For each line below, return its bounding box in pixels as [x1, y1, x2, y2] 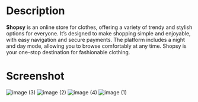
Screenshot [6, 70, 65, 83]
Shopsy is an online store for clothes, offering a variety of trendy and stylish [6, 24, 193, 31]
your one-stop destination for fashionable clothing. [6, 48, 130, 55]
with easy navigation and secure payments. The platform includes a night [6, 36, 186, 43]
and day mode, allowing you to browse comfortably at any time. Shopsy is [6, 42, 187, 50]
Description [6, 4, 65, 18]
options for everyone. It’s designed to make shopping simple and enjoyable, [6, 29, 191, 37]
